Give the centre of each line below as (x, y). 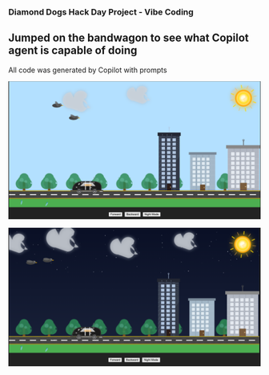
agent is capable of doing (73, 51)
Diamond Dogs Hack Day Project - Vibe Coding (101, 12)
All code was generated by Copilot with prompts (88, 70)
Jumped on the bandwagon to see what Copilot (129, 38)
